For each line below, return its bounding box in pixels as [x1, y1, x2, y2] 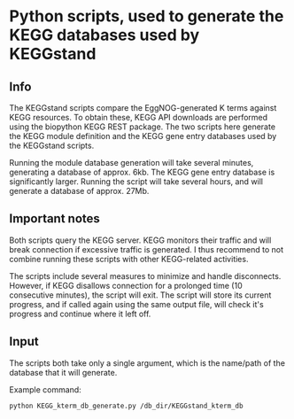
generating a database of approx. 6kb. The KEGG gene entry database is [9, 167, 275, 177]
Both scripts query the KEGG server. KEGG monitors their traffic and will [9, 235, 272, 245]
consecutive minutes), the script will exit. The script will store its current [9, 290, 272, 300]
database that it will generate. [9, 367, 118, 377]
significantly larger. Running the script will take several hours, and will [9, 176, 264, 187]
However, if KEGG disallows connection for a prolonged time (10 [9, 280, 243, 291]
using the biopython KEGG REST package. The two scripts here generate [9, 121, 276, 132]
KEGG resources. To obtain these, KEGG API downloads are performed [9, 113, 268, 122]
